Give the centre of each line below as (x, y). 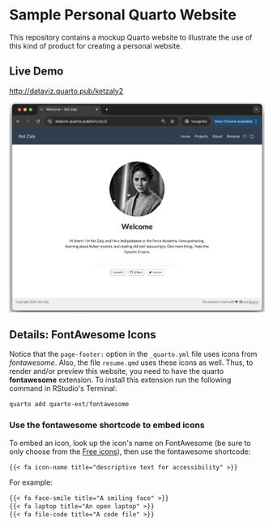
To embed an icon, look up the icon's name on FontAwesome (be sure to (130, 443)
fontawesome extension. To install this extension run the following (120, 380)
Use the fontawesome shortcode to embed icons (107, 425)
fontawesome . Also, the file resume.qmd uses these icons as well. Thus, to (131, 363)
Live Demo (36, 72)
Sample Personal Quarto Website (123, 15)
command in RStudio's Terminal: (63, 388)
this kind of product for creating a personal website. (96, 45)
